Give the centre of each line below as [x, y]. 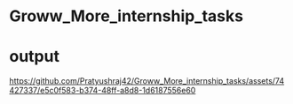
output [35, 57]
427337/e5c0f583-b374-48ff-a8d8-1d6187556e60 [103, 91]
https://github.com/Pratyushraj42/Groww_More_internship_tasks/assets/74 [147, 81]
